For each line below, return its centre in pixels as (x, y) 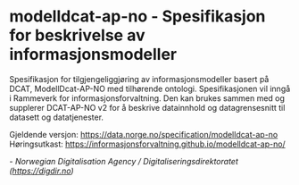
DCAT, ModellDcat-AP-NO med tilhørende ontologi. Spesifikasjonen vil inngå (150, 88)
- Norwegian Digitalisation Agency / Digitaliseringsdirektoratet (124, 161)
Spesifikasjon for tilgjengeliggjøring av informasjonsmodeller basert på (139, 79)
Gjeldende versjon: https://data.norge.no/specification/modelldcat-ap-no (144, 134)
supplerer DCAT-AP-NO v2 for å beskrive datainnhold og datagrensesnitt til (147, 107)
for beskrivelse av (77, 35)
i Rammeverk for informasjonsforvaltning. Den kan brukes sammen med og (147, 98)
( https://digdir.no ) (42, 171)
